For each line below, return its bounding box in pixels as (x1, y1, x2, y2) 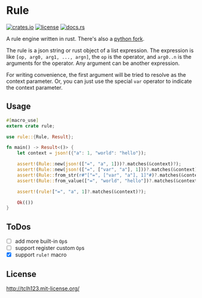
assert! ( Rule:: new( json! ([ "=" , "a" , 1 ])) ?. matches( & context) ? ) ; (17, 161, 182, 167)
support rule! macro (14, 251, 67, 258)
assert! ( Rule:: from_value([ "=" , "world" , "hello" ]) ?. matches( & (17, 178, 179, 184)
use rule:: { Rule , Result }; (6, 133, 74, 140)
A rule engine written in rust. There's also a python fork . (6, 35, 145, 42)
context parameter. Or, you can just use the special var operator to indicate (6, 78, 192, 85)
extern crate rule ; (6, 123, 55, 129)
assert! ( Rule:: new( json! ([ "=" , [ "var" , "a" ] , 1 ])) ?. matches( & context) (17, 166, 198, 172)
